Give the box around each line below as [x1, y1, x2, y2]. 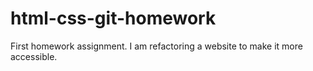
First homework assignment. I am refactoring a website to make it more [10, 40, 303, 52]
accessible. [10, 50, 58, 62]
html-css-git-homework [10, 7, 217, 30]
